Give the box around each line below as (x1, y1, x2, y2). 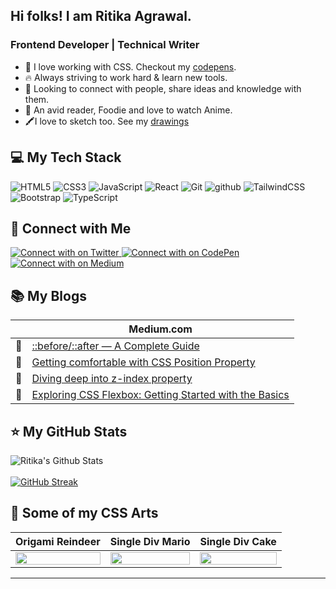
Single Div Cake (199, 534, 277, 548)
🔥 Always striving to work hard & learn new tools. (24, 71, 228, 83)
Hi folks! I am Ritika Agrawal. (10, 8, 192, 25)
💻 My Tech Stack (10, 149, 122, 166)
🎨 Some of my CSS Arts (10, 505, 159, 522)
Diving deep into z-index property (31, 372, 193, 386)
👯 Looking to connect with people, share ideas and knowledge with (24, 82, 302, 94)
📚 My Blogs (10, 287, 87, 304)
